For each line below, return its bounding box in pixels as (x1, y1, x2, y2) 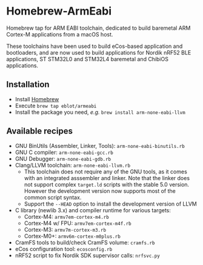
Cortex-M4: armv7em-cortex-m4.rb (24, 213, 109, 220)
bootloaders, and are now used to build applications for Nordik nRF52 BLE (6, 49, 191, 56)
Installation (6, 79, 50, 90)
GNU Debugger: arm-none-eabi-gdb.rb (15, 155, 111, 162)
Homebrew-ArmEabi (6, 4, 112, 18)
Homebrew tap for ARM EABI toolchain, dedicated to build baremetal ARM (6, 24, 191, 32)
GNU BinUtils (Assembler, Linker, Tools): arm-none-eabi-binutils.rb (15, 142, 185, 149)
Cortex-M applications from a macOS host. (6, 30, 113, 38)
